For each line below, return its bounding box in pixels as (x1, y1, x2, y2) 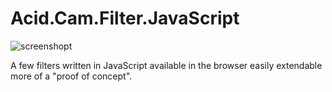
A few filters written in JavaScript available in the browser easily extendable (10, 59, 323, 71)
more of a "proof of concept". (10, 70, 133, 82)
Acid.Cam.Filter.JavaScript (10, 7, 240, 30)
